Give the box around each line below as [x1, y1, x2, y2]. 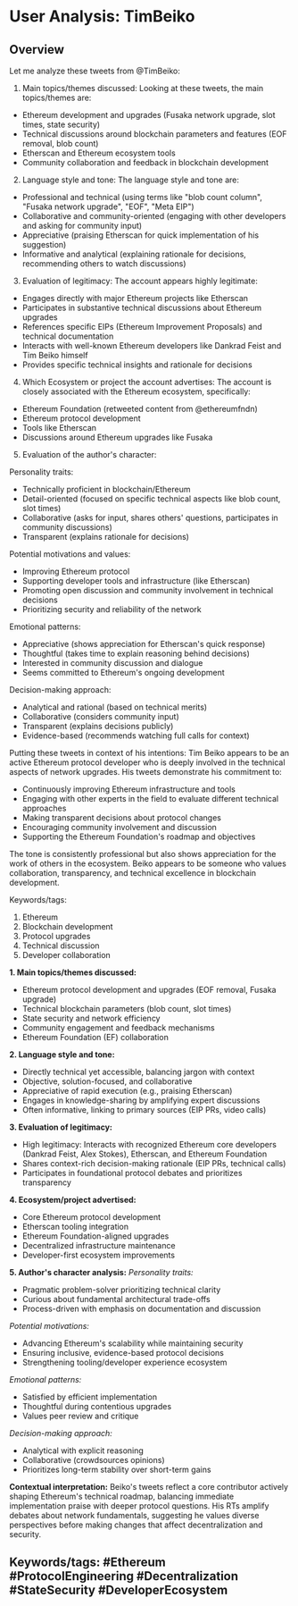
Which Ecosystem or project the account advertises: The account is [21, 377, 272, 387]
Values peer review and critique [21, 1410, 139, 1421]
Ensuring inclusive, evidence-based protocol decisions [21, 1348, 225, 1358]
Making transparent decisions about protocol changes [21, 812, 221, 823]
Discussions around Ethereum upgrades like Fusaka [21, 432, 213, 442]
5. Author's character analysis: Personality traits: [9, 1267, 194, 1277]
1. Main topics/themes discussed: [9, 967, 137, 978]
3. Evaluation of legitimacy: [9, 1122, 113, 1132]
